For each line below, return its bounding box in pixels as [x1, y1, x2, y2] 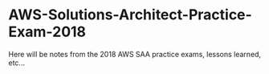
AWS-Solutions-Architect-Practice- [8, 6, 253, 24]
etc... [8, 58, 26, 68]
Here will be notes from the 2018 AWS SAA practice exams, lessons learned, [8, 49, 262, 59]
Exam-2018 [8, 23, 87, 41]
